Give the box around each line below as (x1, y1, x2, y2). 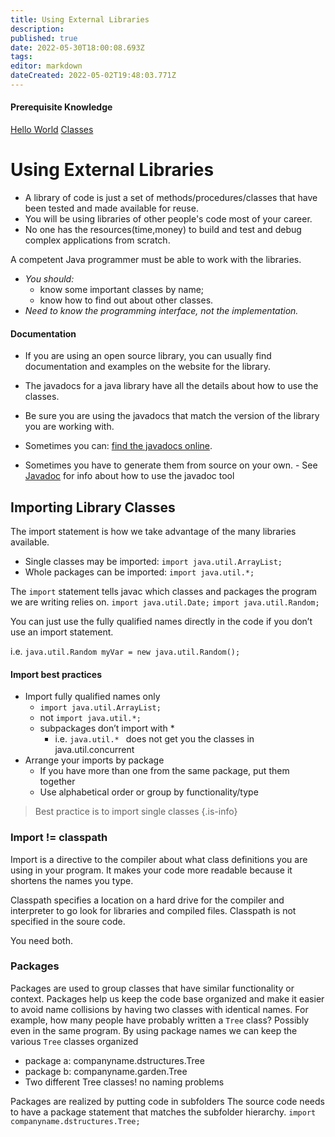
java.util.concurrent (54, 744, 135, 756)
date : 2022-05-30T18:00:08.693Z (10, 42, 145, 53)
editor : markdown (10, 61, 83, 71)
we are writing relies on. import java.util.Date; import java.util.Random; (10, 596, 320, 608)
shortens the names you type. (10, 874, 134, 886)
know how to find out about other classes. (39, 294, 214, 306)
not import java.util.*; (39, 712, 142, 724)
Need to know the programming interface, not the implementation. (24, 305, 299, 317)
